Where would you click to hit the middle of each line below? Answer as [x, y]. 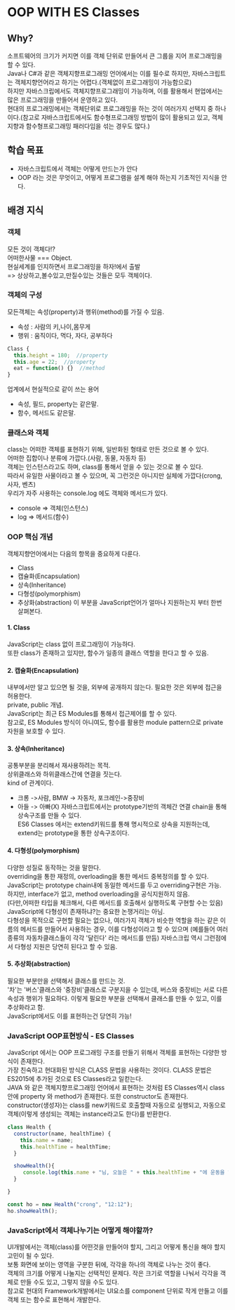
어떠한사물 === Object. [40, 258]
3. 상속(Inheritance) [36, 748]
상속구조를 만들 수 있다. [49, 816]
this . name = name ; [47, 1140]
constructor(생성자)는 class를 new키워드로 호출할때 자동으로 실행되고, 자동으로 [116, 1105]
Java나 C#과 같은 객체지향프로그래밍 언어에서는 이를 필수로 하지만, [99, 73]
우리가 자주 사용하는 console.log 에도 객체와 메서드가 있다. [88, 493]
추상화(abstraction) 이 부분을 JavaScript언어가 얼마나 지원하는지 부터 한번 [120, 602]
